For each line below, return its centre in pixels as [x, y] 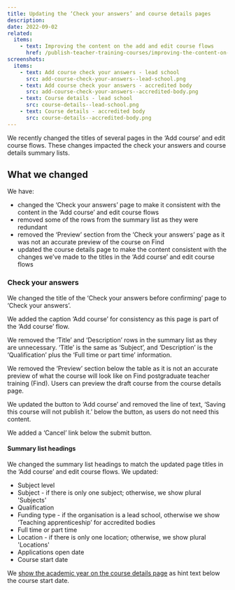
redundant [32, 227]
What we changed [48, 175]
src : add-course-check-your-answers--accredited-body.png [112, 92]
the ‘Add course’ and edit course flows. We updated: [83, 471]
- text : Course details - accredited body [83, 111]
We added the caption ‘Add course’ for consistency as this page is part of [113, 318]
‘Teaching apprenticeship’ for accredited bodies [86, 522]
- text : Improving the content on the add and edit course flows [117, 46]
